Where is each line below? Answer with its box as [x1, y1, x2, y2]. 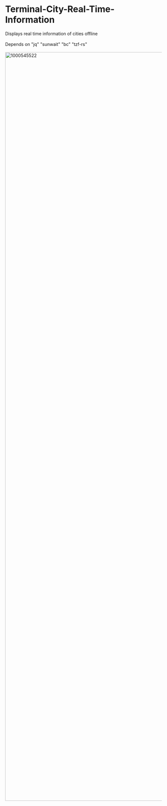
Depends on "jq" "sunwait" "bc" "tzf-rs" [5, 41, 87, 47]
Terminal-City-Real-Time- [5, 3, 115, 15]
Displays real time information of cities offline [5, 30, 98, 36]
